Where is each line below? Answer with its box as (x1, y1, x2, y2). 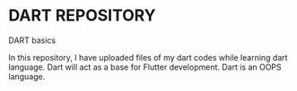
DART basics (8, 35, 57, 45)
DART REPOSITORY (8, 5, 156, 26)
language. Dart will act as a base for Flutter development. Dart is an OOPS (8, 62, 282, 72)
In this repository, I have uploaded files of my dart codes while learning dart (8, 52, 288, 62)
